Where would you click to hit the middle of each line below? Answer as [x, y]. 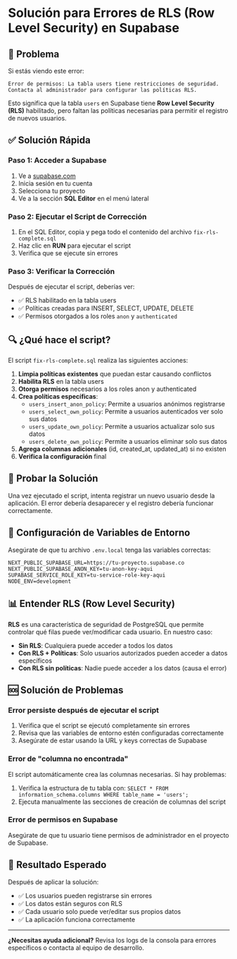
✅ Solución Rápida [49, 140]
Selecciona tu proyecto [52, 191]
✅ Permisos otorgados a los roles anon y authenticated [98, 316]
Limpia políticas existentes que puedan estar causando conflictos [115, 374]
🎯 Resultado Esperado [57, 865]
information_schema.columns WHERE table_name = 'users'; [103, 795]
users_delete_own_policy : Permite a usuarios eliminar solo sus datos [128, 442]
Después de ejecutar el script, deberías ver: [71, 287]
